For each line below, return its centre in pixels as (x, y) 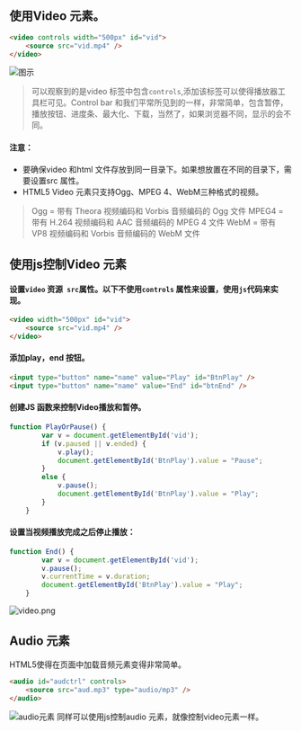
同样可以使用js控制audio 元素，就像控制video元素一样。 (160, 717)
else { (54, 477)
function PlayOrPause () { (58, 427)
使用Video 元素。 (57, 16)
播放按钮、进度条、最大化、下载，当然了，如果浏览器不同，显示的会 (157, 114)
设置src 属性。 (57, 180)
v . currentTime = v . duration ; (96, 577)
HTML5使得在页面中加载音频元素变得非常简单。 (98, 664)
